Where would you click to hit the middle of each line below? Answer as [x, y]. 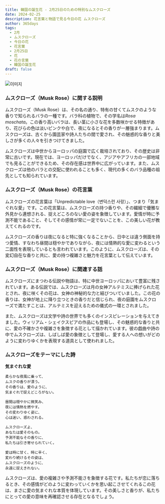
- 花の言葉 [19, 60]
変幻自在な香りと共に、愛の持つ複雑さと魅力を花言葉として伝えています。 [80, 255]
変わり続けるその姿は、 [25, 458]
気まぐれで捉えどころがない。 [31, 392]
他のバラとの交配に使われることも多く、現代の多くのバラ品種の [91, 170]
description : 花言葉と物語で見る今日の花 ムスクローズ [55, 19]
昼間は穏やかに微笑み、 [25, 402]
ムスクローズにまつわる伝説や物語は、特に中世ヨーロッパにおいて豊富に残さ [82, 281]
